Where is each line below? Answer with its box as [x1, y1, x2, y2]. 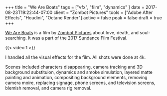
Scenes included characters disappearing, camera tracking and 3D [5, 64, 143, 70]
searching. [5, 35, 27, 41]
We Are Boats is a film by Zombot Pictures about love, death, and [5, 30, 139, 35]
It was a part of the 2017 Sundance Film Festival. [28, 35, 128, 41]
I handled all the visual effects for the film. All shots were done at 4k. [5, 54, 146, 60]
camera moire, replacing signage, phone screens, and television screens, [5, 80, 156, 86]
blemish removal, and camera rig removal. [5, 85, 92, 91]
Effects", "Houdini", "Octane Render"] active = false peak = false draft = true [5, 15, 162, 20]
